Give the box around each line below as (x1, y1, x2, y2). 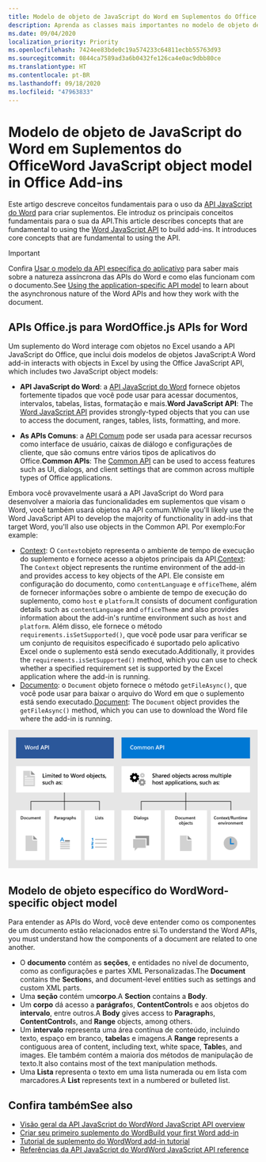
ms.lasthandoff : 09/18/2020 (8, 79, 101, 87)
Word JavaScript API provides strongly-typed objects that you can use (19, 408, 250, 417)
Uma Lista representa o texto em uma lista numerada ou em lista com (19, 1067, 247, 1077)
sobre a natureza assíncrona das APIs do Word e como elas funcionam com (8, 272, 256, 282)
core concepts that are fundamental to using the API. (8, 234, 180, 243)
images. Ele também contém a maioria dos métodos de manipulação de (19, 1050, 253, 1060)
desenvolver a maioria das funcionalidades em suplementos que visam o (8, 497, 245, 507)
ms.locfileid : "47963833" (8, 88, 93, 96)
